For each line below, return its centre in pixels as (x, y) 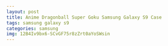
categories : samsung (33, 28)
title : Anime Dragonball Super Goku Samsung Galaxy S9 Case (84, 17)
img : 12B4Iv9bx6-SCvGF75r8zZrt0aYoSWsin (58, 34)
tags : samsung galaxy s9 (38, 23)
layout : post (23, 12)
